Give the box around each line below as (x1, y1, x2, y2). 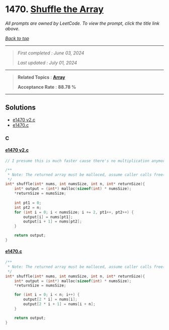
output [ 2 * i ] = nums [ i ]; (23, 297, 78, 302)
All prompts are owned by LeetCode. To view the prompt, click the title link (5, 20, 160, 26)
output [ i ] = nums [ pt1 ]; (23, 214, 73, 219)
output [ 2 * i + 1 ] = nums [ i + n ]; (23, 302, 96, 307)
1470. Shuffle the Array (5, 4, 104, 15)
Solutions (5, 103, 36, 112)
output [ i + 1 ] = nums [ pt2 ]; (23, 219, 82, 224)
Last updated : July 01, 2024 (17, 60, 77, 66)
